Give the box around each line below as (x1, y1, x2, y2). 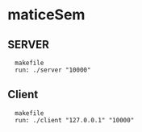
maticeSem (7, 6, 86, 24)
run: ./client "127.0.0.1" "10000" (15, 116, 135, 124)
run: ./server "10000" (15, 66, 91, 74)
